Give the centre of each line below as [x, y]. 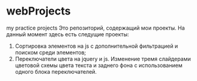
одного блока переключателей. [56, 71]
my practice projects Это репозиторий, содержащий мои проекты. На [96, 28]
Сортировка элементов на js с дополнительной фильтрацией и [96, 46]
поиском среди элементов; [50, 52]
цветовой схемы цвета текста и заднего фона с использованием [98, 65]
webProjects [39, 11]
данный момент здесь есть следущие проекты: [68, 34]
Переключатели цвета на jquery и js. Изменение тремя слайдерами [103, 59]
